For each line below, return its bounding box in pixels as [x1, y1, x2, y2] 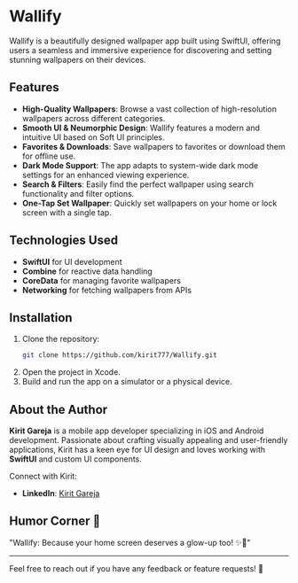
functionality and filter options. [21, 188, 135, 198]
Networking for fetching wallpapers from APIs [21, 284, 192, 295]
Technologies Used [9, 233, 118, 248]
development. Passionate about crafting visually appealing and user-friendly [9, 435, 288, 446]
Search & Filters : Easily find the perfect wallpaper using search [21, 179, 255, 190]
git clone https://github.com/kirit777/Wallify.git [21, 351, 217, 360]
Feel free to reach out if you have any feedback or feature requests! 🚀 [9, 563, 264, 573]
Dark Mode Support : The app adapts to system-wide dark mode [21, 159, 259, 170]
